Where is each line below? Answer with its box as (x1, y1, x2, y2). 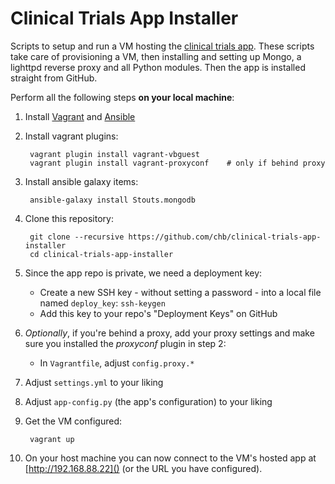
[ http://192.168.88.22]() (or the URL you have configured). (24, 462, 263, 474)
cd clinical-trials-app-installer (29, 249, 174, 259)
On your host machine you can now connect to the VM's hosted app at (24, 452, 317, 464)
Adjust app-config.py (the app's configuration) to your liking (24, 395, 273, 407)
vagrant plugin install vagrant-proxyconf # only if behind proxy (29, 158, 326, 168)
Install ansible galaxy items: (24, 175, 139, 187)
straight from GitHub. (10, 72, 98, 84)
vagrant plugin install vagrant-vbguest (29, 149, 201, 159)
